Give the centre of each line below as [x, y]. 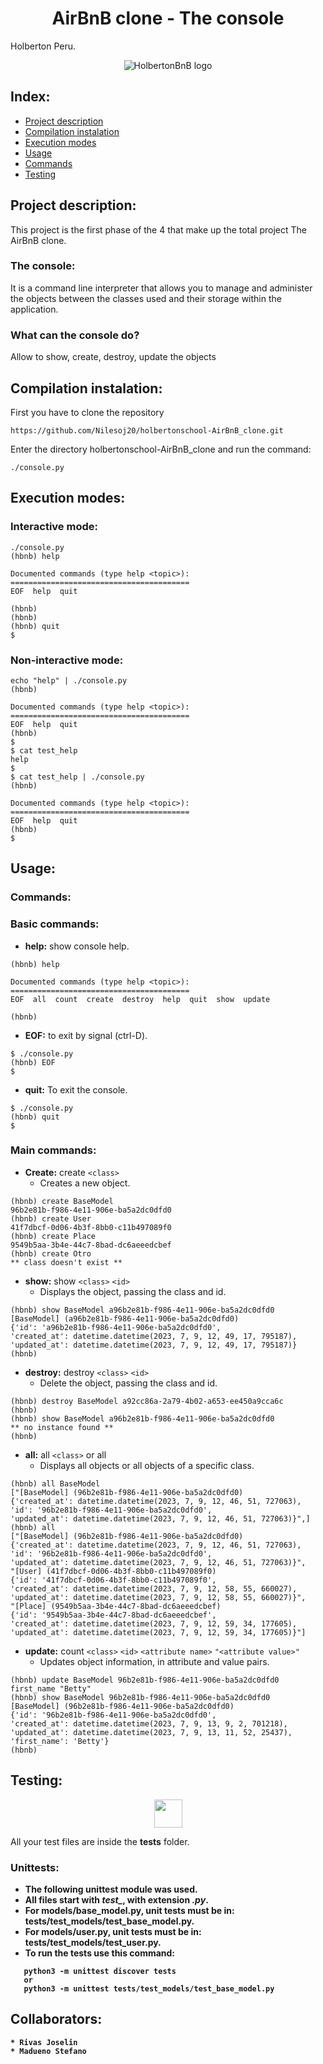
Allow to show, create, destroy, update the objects [113, 357]
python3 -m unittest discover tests [100, 1971]
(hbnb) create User [51, 1218]
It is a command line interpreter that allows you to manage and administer [161, 288]
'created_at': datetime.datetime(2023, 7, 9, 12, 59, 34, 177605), [154, 1623]
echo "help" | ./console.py [69, 680]
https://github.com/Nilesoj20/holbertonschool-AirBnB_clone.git [147, 430]
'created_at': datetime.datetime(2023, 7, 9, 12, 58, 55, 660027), [154, 1588]
